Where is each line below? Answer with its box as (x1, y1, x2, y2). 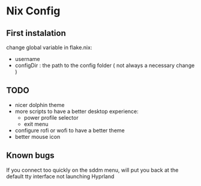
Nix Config (6, 4, 61, 18)
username (14, 56, 40, 62)
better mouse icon (14, 133, 61, 140)
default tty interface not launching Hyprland (6, 172, 115, 180)
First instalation (6, 28, 66, 38)
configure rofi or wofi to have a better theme (14, 127, 125, 134)
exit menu (23, 120, 49, 127)
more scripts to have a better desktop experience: (14, 108, 139, 115)
